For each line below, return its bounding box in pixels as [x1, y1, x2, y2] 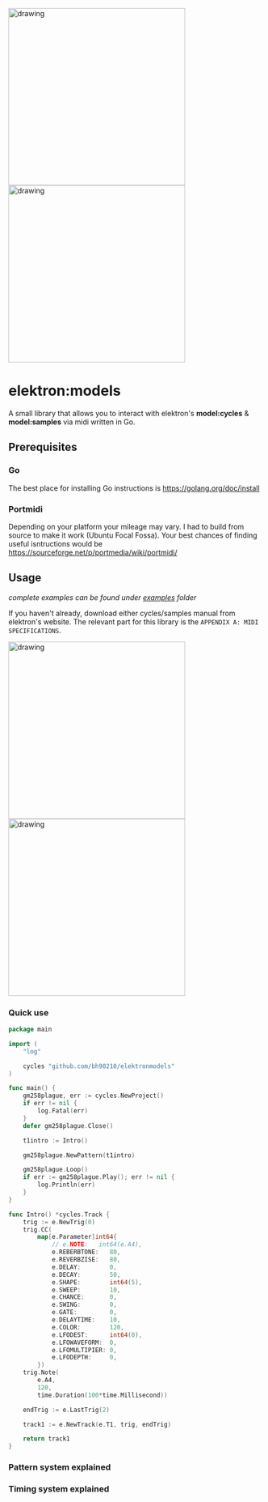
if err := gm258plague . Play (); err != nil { [23, 1173, 175, 1181]
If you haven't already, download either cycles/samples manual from [8, 608, 236, 618]
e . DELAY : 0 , [51, 1263, 117, 1271]
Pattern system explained [8, 1462, 111, 1473]
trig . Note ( [23, 1368, 60, 1376]
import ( [8, 1040, 38, 1048]
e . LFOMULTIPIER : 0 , [51, 1346, 117, 1354]
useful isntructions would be [8, 538, 103, 548]
